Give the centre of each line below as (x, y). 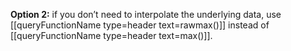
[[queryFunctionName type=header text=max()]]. (111, 35)
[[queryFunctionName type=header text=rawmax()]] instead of (140, 25)
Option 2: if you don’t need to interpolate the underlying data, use (146, 14)
